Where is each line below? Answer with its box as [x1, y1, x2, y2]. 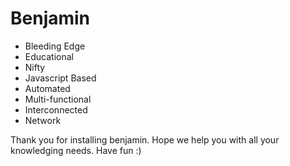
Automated [24, 82, 71, 94]
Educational [24, 50, 74, 62]
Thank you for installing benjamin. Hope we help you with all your [10, 133, 280, 146]
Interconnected [24, 103, 88, 116]
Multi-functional [24, 93, 92, 105]
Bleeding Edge [24, 40, 86, 52]
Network [24, 114, 62, 126]
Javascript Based [24, 72, 97, 84]
